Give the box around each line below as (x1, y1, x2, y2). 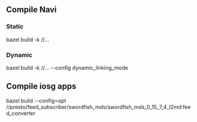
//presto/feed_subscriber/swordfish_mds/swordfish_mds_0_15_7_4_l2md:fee (6, 103, 191, 110)
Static (6, 23, 24, 31)
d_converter (6, 110, 36, 117)
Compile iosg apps (6, 81, 77, 91)
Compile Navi (6, 5, 57, 15)
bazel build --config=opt (6, 97, 66, 104)
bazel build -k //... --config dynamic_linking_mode (6, 64, 129, 71)
